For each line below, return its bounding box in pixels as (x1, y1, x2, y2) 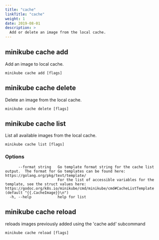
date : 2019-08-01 (5, 21, 41, 26)
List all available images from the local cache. (5, 133, 97, 139)
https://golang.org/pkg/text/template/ (5, 173, 87, 178)
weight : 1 (5, 16, 25, 21)
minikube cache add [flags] (5, 71, 63, 75)
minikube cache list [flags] (5, 142, 65, 147)
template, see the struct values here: (5, 182, 87, 187)
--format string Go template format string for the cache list (18, 165, 154, 169)
